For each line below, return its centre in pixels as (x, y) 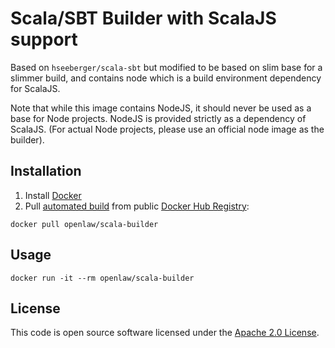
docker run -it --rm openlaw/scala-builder (102, 278)
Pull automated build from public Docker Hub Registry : (137, 206)
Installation (46, 171)
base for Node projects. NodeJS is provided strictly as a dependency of (158, 118)
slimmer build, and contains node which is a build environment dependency (166, 78)
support (44, 39)
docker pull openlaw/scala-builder (84, 224)
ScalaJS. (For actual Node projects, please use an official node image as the (167, 129)
